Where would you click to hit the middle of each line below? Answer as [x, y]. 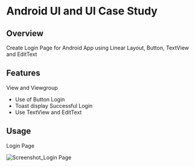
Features [23, 73]
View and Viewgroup [32, 87]
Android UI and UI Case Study [82, 11]
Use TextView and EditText [48, 112]
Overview [25, 33]
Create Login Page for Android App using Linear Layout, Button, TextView [97, 48]
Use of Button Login [40, 99]
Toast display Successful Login [54, 106]
